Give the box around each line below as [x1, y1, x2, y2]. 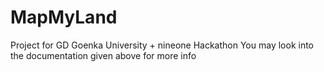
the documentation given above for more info [10, 49, 197, 61]
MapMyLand [10, 6, 118, 29]
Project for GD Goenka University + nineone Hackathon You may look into [10, 39, 315, 51]
